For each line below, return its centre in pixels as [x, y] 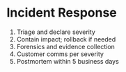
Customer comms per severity [60, 54]
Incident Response [62, 13]
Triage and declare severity [56, 32]
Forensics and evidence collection [66, 46]
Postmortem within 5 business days [68, 61]
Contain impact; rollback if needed [66, 39]
